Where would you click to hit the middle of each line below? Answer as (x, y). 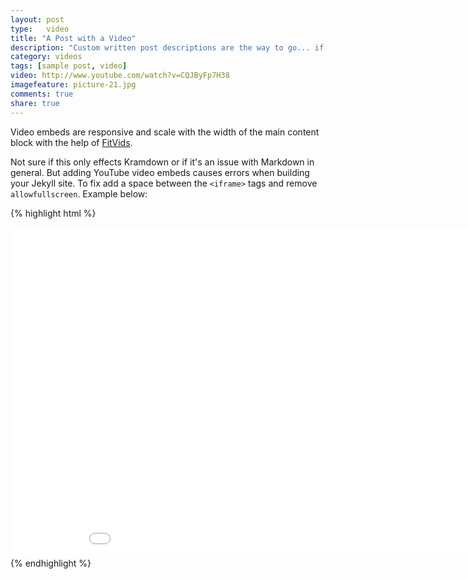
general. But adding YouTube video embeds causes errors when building (160, 172)
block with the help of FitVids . (71, 142)
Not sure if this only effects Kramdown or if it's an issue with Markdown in (162, 162)
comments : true (42, 94)
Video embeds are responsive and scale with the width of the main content (165, 132)
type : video (40, 29)
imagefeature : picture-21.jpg (73, 85)
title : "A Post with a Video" (73, 38)
